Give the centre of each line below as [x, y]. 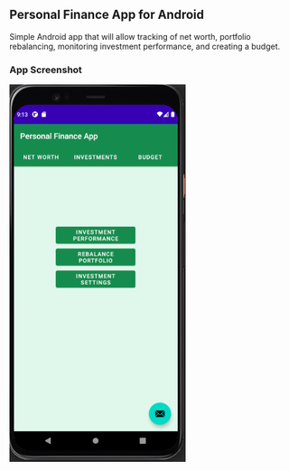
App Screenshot [46, 70]
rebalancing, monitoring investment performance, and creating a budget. [145, 46]
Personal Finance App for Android [107, 15]
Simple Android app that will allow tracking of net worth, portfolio [130, 36]
